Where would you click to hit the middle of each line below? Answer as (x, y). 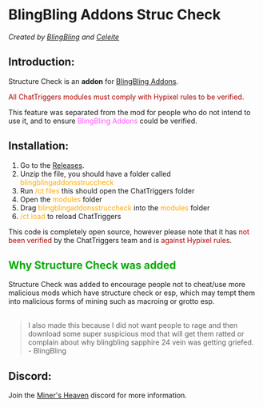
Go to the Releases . (52, 165)
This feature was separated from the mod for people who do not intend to (130, 112)
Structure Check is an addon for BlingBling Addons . (94, 81)
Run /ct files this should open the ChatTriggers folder (107, 190)
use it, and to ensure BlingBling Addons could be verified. (103, 121)
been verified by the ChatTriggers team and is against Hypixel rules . (120, 240)
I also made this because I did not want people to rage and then (133, 325)
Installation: (39, 146)
